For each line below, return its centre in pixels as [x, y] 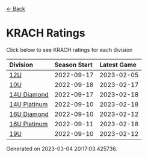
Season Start [74, 65]
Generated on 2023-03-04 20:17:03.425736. [62, 149]
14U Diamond [29, 94]
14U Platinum [29, 104]
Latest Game [118, 65]
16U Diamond [29, 114]
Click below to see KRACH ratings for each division [69, 50]
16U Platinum [29, 124]
